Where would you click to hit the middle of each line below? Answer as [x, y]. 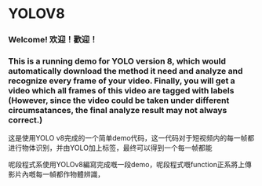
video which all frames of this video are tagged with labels [121, 91]
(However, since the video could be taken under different [119, 100]
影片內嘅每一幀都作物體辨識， [56, 174]
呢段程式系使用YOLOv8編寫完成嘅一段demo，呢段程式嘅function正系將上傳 [130, 165]
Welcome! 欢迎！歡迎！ [53, 40]
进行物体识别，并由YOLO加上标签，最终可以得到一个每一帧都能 [110, 148]
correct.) [25, 120]
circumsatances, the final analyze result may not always [118, 111]
